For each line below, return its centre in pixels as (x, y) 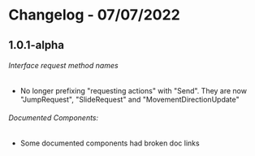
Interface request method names (64, 66)
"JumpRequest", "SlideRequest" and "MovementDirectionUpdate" (130, 99)
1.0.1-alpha (37, 45)
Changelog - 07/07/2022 (94, 15)
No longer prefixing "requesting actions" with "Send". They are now (134, 90)
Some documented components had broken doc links (110, 143)
